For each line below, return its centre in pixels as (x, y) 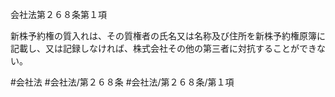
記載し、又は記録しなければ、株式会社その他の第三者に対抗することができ (163, 48)
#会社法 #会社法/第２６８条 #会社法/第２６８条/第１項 (122, 82)
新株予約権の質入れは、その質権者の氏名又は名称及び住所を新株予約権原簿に (168, 36)
